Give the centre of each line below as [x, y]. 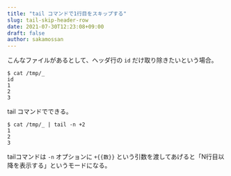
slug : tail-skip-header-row [48, 20]
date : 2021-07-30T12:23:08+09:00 [56, 26]
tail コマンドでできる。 [40, 111]
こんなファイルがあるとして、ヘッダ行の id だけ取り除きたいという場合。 [112, 61]
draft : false [26, 33]
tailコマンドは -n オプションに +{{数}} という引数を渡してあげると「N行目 [113, 157]
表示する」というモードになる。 [65, 166]
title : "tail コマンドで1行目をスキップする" [67, 14]
